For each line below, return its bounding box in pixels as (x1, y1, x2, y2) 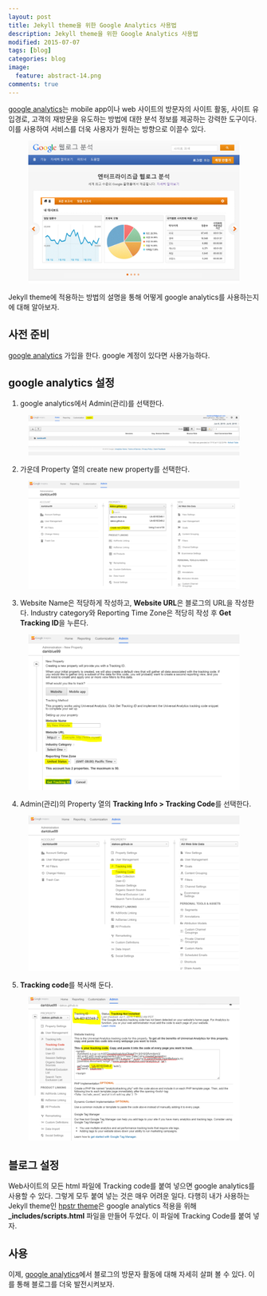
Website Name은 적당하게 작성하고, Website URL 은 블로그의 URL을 (19, 599, 234, 608)
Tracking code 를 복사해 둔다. (19, 980, 114, 990)
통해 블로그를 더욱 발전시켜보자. (16, 1279, 115, 1289)
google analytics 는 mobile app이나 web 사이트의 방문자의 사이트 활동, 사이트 (8, 104, 251, 113)
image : (8, 64, 30, 72)
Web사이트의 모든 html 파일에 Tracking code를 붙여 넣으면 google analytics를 (8, 1181, 255, 1191)
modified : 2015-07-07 (8, 38, 80, 46)
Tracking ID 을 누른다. (19, 618, 89, 628)
